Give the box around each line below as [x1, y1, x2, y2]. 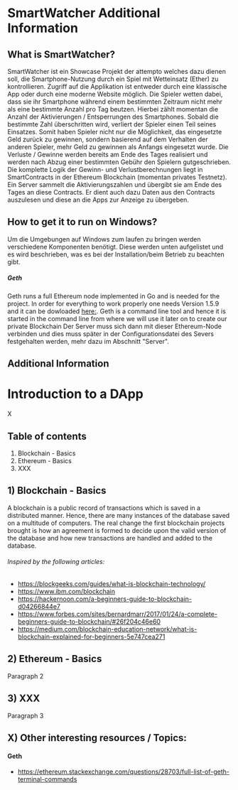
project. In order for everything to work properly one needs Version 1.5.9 [7, 299, 220, 308]
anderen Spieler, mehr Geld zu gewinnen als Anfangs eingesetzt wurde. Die [7, 143, 229, 151]
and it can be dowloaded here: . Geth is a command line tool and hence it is [7, 307, 226, 315]
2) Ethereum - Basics [7, 653, 102, 665]
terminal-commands [17, 775, 77, 784]
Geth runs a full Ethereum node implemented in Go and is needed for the [7, 291, 220, 300]
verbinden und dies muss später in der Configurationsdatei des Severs [7, 329, 215, 338]
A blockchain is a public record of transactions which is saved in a [7, 503, 201, 512]
